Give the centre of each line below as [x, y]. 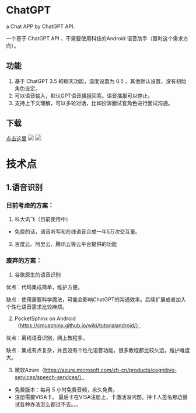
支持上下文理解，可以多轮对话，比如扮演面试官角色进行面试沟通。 [94, 103]
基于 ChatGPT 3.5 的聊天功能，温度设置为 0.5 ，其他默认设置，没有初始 [100, 81]
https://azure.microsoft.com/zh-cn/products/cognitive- [110, 370]
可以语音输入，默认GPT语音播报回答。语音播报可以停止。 [84, 96]
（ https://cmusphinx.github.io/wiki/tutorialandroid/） [78, 325]
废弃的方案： [24, 261]
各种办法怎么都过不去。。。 [50, 404]
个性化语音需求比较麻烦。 [37, 307]
